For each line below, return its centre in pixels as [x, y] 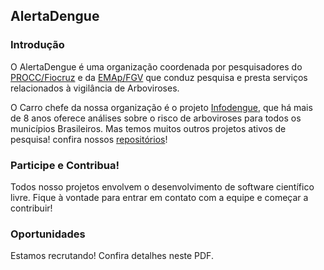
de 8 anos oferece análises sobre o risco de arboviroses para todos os [156, 118]
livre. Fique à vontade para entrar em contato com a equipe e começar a [159, 197]
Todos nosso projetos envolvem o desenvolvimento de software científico [162, 186]
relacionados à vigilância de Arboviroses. [95, 88]
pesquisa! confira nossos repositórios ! [89, 139]
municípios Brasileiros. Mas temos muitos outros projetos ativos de [148, 128]
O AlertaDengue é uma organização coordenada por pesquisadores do [156, 66]
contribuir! [31, 208]
